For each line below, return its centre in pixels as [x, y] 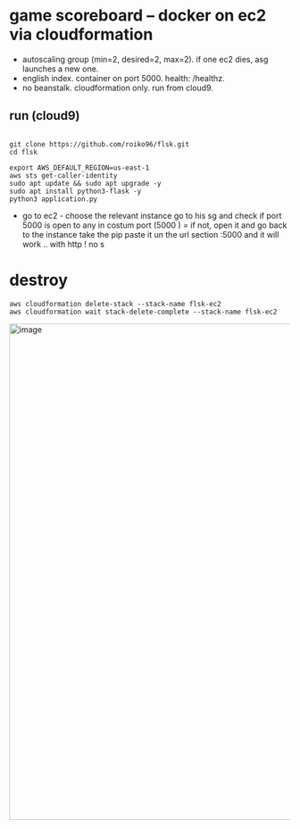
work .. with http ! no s [63, 244]
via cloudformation [81, 34]
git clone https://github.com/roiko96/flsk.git [100, 144]
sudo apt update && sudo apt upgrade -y [86, 183]
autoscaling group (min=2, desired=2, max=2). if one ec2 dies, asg [145, 59]
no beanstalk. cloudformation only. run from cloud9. [118, 88]
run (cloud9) [45, 116]
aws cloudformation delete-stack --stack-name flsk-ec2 [115, 304]
